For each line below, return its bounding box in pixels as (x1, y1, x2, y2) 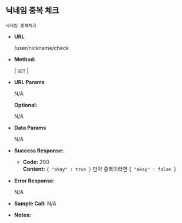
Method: (14, 55, 36, 63)
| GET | (14, 67, 29, 74)
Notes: (14, 211, 31, 218)
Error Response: (14, 177, 55, 184)
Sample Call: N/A (14, 199, 57, 207)
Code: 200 (22, 158, 49, 165)
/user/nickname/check (14, 44, 69, 51)
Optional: (14, 101, 38, 108)
